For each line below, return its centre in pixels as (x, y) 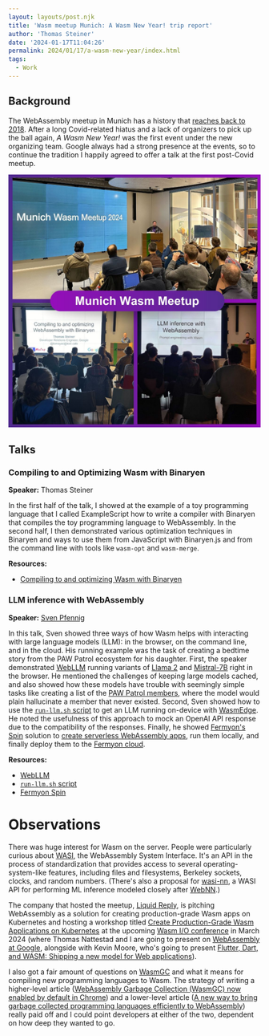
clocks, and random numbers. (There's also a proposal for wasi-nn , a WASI (132, 881)
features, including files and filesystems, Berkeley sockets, (145, 872)
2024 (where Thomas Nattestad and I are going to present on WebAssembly (134, 939)
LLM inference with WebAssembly (76, 600)
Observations (55, 825)
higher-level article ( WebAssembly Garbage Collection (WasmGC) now (125, 989)
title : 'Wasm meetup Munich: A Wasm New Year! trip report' (111, 25)
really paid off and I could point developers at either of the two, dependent (131, 1014)
